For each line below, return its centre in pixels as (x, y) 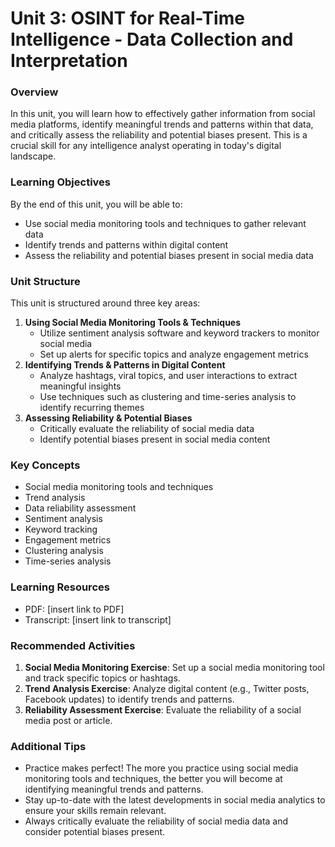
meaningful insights (80, 386)
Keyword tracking (61, 529)
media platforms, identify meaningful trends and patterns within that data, (162, 124)
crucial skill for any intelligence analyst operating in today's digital (146, 146)
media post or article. (68, 720)
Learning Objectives (61, 182)
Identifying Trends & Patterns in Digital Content (125, 365)
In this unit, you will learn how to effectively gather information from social (163, 114)
